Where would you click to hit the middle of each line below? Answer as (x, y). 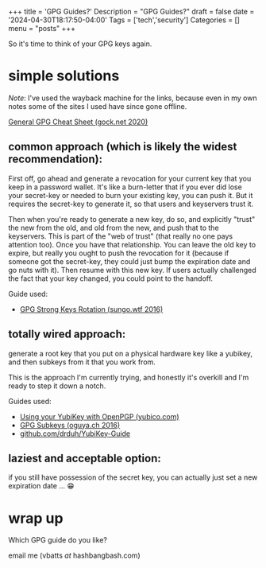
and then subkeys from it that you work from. (82, 362)
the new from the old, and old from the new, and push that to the (114, 228)
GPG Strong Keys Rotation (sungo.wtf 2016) (91, 309)
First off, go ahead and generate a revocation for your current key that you (130, 178)
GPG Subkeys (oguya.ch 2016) (70, 425)
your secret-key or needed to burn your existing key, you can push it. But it (131, 195)
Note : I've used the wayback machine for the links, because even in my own (133, 98)
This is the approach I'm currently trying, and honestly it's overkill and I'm (129, 377)
